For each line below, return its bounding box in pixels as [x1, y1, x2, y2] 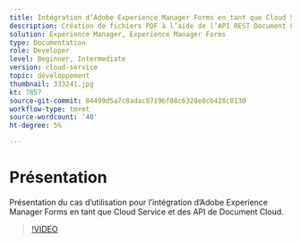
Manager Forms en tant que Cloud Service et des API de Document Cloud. [9, 206, 284, 217]
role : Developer [9, 46, 70, 55]
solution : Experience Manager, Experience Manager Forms [9, 29, 227, 38]
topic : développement [9, 71, 90, 80]
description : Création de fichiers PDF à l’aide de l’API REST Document [9, 21, 287, 30]
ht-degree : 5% [9, 121, 63, 130]
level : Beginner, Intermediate [9, 54, 126, 63]
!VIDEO [30, 223, 58, 234]
